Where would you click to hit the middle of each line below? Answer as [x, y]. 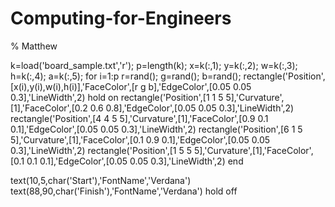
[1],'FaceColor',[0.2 [49, 108]
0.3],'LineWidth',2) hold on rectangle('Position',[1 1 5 [117, 97]
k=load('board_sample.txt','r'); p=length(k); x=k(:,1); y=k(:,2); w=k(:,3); [154, 65]
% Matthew [34, 46]
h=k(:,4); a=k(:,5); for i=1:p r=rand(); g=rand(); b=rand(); [126, 76]
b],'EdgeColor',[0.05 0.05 [200, 86]
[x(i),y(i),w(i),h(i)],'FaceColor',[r [74, 86]
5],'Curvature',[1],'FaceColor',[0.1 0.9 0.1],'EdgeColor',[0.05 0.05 [140, 139]
